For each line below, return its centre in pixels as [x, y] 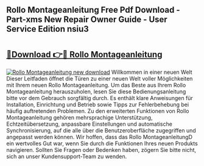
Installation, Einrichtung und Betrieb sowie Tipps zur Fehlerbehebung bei [98, 104]
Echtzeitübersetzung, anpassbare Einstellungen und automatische [89, 124]
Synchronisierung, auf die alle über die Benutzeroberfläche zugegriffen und [101, 130]
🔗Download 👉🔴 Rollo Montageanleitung [84, 54]
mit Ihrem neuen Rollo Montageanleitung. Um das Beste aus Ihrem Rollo [96, 85]
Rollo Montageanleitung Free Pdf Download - [93, 10]
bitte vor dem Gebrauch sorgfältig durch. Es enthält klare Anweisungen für [100, 98]
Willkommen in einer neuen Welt [152, 72]
